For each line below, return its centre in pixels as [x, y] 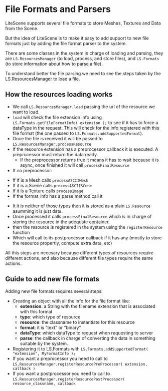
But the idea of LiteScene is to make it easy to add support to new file [77, 38]
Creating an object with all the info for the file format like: [71, 301]
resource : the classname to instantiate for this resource [77, 322]
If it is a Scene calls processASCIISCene [52, 185]
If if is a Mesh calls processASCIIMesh [50, 180]
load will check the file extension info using [57, 117]
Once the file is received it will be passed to [57, 138]
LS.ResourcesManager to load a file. [43, 79]
